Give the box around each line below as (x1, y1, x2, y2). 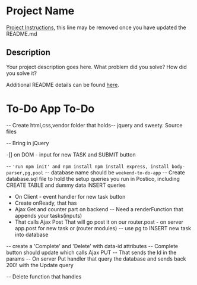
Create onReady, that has (14, 199, 77, 206)
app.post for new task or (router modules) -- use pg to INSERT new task (14, 224, 192, 231)
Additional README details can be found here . (6, 81, 120, 88)
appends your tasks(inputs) (14, 212, 82, 219)
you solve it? (6, 70, 37, 77)
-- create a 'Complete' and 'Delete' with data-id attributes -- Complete (6, 242, 179, 249)
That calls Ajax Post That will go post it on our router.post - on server (14, 218, 184, 226)
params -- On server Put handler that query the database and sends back (6, 255, 186, 262)
